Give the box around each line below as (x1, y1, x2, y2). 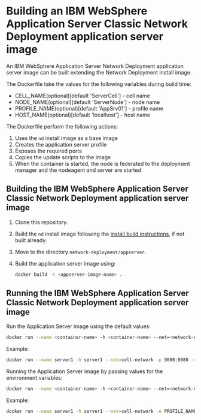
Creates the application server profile (14, 141, 107, 148)
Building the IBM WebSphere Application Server (6, 184, 188, 194)
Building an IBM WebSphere (6, 4, 148, 18)
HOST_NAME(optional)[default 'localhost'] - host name (14, 111, 151, 118)
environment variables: (6, 374, 63, 382)
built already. (14, 236, 47, 244)
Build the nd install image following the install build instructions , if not (14, 230, 185, 237)
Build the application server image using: (14, 260, 115, 267)
